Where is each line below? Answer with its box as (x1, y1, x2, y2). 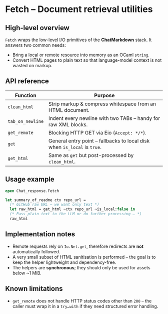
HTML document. (48, 106, 89, 113)
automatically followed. (12, 248, 60, 254)
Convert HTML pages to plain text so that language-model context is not (12, 57, 162, 63)
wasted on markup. (12, 63, 52, 68)
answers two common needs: (5, 42, 66, 48)
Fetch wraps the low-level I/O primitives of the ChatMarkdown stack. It (5, 37, 152, 43)
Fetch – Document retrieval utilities (5, 4, 153, 15)
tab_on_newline (7, 118, 44, 124)
